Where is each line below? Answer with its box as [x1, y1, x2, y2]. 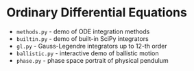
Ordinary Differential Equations [6, 5, 188, 20]
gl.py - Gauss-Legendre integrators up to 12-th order [16, 42, 167, 50]
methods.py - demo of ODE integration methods [16, 27, 150, 35]
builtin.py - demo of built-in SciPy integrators [16, 34, 149, 42]
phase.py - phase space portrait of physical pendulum [16, 56, 169, 64]
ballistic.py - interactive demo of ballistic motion [16, 49, 159, 57]
